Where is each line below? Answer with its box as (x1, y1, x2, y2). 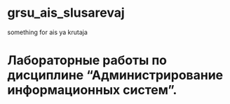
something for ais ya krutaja (7, 28, 88, 36)
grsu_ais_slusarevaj (7, 5, 125, 21)
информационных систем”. (7, 82, 177, 98)
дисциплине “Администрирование (7, 68, 224, 83)
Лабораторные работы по (7, 52, 167, 68)
